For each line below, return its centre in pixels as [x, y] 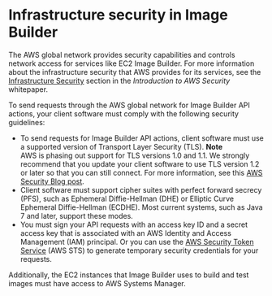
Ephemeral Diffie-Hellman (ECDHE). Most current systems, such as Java [141, 207]
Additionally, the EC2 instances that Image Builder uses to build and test [129, 275]
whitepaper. [28, 89]
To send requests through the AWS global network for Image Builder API [129, 105]
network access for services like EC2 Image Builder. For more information [132, 63]
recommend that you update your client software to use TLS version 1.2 [140, 163]
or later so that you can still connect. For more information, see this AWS [141, 172]
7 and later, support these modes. [77, 215]
